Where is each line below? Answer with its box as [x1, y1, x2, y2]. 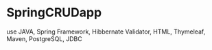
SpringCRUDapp [6, 5, 102, 21]
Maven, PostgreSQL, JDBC [6, 34, 83, 42]
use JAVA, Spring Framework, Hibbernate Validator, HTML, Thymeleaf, [6, 27, 206, 36]
